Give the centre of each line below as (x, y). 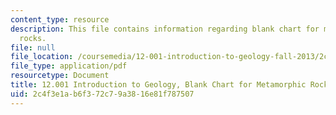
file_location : (42, 57)
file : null (33, 47)
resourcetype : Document (60, 76)
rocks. (33, 38)
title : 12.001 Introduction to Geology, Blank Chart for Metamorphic (158, 85)
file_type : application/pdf (69, 66)
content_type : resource (60, 19)
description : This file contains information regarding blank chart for (165, 29)
